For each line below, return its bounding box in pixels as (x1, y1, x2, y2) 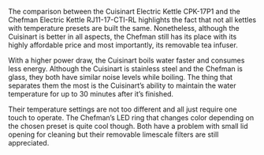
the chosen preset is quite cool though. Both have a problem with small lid (8, 122, 248, 130)
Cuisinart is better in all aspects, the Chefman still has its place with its (8, 32, 237, 41)
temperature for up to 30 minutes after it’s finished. (8, 89, 174, 98)
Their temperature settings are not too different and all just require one (8, 104, 238, 114)
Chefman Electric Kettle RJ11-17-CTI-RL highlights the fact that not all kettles (8, 15, 257, 25)
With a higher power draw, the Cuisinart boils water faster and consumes (8, 55, 245, 65)
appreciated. (8, 138, 50, 147)
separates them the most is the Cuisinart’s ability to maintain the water (8, 81, 236, 90)
